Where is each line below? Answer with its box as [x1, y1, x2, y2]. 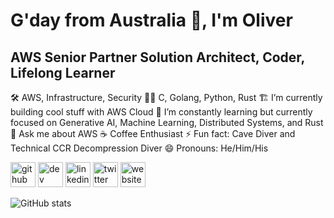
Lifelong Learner [10, 64, 116, 81]
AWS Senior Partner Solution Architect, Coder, [10, 49, 305, 66]
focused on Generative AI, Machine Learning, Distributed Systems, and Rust [10, 117, 324, 128]
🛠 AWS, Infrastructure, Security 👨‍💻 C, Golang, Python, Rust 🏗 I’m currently [10, 92, 323, 103]
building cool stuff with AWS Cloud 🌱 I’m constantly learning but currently [10, 106, 313, 118]
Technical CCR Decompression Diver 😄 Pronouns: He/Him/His [10, 142, 269, 154]
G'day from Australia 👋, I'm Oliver [10, 9, 293, 32]
